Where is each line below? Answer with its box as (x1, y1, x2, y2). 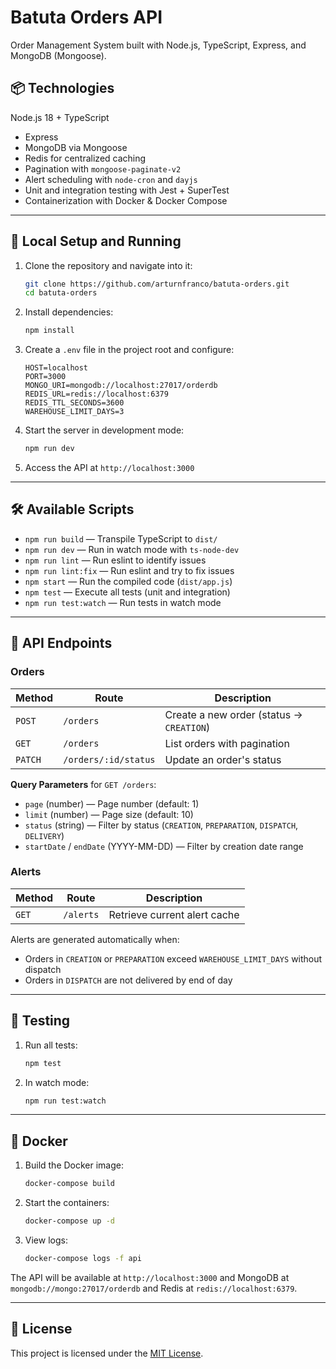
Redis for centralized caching (24, 152, 147, 164)
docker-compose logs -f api (24, 1253, 142, 1263)
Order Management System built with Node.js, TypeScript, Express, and (10, 39, 307, 51)
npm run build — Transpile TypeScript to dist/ (24, 532, 218, 545)
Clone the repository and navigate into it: (24, 259, 193, 271)
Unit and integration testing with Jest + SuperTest (24, 184, 230, 196)
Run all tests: (24, 1039, 78, 1051)
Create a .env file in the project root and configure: (24, 344, 235, 356)
